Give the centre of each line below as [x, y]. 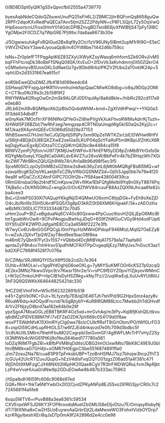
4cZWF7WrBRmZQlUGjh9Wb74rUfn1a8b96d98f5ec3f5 [61, 161]
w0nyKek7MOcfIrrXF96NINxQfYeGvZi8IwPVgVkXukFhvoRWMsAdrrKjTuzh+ [82, 119]
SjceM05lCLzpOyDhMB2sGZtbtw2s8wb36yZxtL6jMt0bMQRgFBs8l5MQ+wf [82, 166]
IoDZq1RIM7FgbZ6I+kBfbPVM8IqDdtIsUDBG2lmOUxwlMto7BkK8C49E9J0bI [82, 343]
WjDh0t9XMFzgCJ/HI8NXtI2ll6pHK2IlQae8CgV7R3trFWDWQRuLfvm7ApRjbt [82, 364]
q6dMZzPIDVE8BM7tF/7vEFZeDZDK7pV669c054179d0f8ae [66, 317]
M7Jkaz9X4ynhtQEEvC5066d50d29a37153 [49, 130]
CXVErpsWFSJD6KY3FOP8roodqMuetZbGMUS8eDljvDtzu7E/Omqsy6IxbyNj [83, 404]
